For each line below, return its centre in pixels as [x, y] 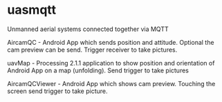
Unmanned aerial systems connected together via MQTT [88, 29]
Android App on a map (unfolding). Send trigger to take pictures [98, 70]
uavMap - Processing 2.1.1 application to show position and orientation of [111, 63]
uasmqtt [32, 10]
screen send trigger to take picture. [58, 91]
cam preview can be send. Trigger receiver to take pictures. [92, 50]
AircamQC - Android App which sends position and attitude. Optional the [111, 42]
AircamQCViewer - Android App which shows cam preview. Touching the [111, 83]
